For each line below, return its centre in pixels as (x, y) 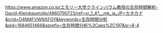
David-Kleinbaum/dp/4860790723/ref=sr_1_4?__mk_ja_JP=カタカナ (74, 13)
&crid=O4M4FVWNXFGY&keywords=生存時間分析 (56, 19)
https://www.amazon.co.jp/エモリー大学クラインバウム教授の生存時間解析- (81, 7)
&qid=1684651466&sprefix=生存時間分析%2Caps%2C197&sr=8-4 (72, 25)
